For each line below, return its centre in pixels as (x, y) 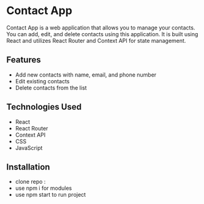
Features (24, 60)
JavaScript (29, 148)
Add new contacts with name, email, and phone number (86, 75)
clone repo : (30, 182)
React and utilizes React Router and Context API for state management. (96, 40)
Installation (28, 167)
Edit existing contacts (42, 81)
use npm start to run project (51, 195)
